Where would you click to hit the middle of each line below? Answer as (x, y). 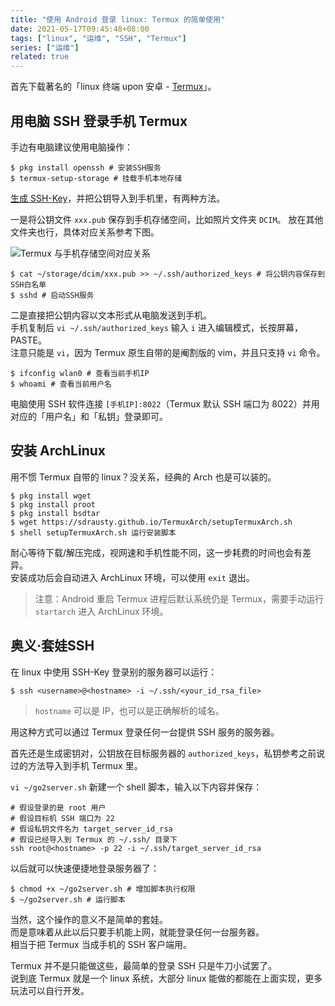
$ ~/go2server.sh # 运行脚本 (68, 899)
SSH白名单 (28, 284)
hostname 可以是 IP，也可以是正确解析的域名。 (129, 710)
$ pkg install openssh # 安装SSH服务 (86, 167)
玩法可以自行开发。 (50, 990)
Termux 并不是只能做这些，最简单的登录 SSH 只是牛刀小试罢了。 (143, 965)
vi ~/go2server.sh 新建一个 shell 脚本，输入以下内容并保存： (136, 787)
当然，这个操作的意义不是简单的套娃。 (89, 919)
